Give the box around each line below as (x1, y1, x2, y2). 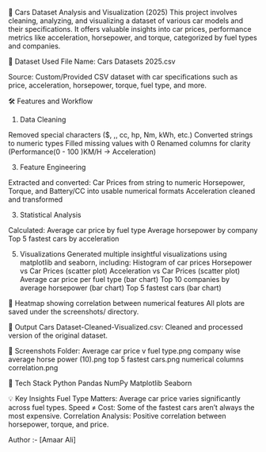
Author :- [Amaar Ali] (8, 435, 77, 444)
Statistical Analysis (19, 211, 82, 219)
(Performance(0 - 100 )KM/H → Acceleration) (8, 147, 157, 156)
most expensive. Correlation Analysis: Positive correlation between (8, 411, 226, 420)
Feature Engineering (19, 163, 86, 172)
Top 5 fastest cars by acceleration (8, 234, 120, 243)
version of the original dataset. (8, 330, 108, 340)
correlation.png (8, 363, 59, 373)
